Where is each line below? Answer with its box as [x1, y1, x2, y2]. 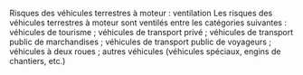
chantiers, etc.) [9, 56, 66, 66]
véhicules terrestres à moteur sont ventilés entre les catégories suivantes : [9, 17, 288, 28]
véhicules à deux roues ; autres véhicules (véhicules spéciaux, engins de [9, 46, 281, 57]
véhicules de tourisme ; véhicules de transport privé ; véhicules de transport [9, 27, 294, 37]
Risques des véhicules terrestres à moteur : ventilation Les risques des [9, 8, 273, 18]
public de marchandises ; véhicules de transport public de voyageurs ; [9, 36, 272, 47]
